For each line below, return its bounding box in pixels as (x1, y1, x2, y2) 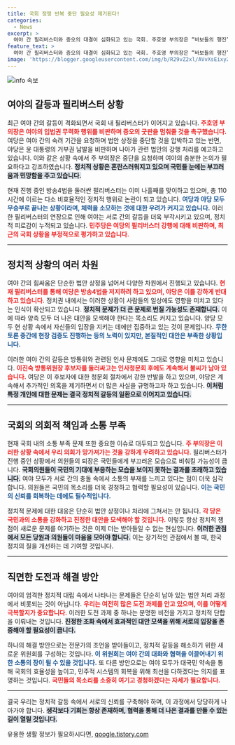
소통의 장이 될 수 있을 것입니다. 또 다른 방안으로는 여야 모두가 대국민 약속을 (14, 659, 217, 666)
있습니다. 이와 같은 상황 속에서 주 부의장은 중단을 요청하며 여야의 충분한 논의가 (7, 154, 220, 162)
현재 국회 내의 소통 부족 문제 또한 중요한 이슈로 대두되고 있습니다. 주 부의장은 (7, 439, 215, 448)
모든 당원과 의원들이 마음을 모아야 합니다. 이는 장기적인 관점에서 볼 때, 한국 (20, 533, 222, 542)
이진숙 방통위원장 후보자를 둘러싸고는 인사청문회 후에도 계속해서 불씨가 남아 (16, 364, 220, 372)
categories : (7, 17, 42, 24)
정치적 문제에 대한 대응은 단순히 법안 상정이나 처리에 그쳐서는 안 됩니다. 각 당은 (7, 506, 222, 516)
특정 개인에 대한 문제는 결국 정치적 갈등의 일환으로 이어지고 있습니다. (7, 390, 192, 398)
